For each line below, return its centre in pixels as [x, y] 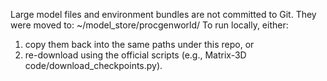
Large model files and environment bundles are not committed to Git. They [163, 14]
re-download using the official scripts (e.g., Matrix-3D [135, 55]
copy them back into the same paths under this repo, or [139, 44]
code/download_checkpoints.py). [93, 65]
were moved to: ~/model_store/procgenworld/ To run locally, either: [149, 25]
